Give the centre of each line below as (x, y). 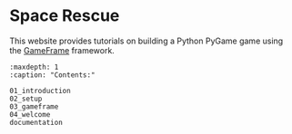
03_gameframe (34, 106)
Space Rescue (65, 16)
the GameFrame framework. (62, 50)
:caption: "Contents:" (52, 75)
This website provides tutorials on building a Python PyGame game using (146, 41)
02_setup (26, 99)
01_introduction (40, 91)
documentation (36, 122)
